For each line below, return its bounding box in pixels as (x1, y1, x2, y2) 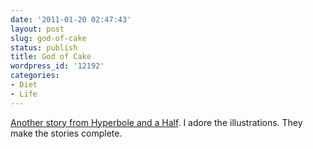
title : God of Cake (10, 52, 92, 62)
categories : (10, 71, 60, 81)
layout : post (10, 24, 65, 34)
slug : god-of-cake (10, 33, 87, 43)
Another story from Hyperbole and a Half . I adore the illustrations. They (10, 116, 303, 128)
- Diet (10, 80, 38, 90)
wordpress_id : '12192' (10, 61, 105, 71)
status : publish (10, 42, 78, 53)
